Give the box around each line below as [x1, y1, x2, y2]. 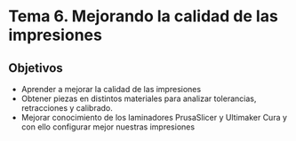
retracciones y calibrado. [20, 103, 113, 113]
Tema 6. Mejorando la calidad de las [8, 6, 279, 27]
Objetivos [8, 60, 63, 75]
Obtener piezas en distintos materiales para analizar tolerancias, [20, 93, 257, 104]
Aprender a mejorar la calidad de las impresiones [20, 84, 202, 94]
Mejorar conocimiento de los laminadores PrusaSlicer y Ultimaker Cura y [20, 113, 288, 122]
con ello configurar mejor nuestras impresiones [20, 121, 196, 132]
